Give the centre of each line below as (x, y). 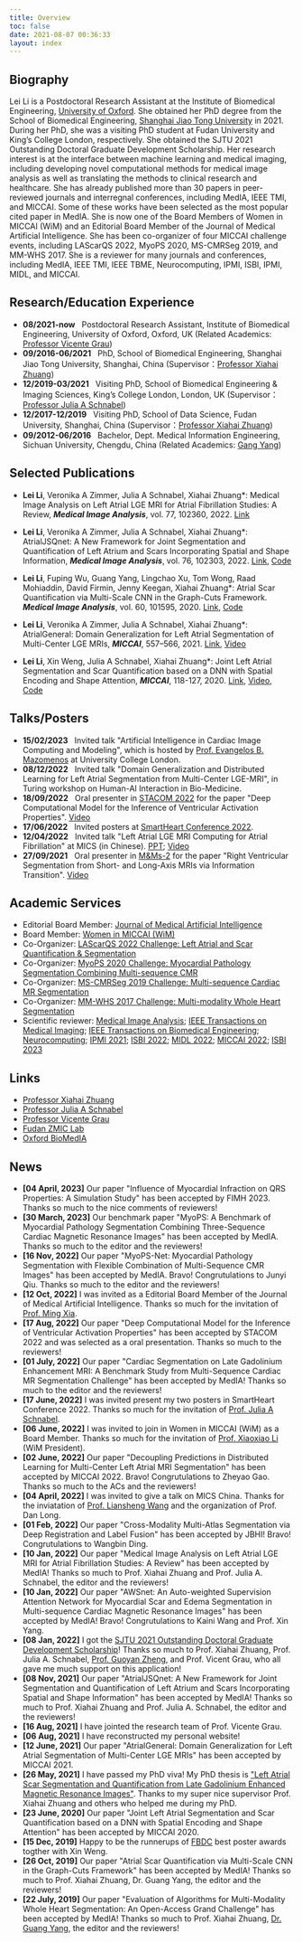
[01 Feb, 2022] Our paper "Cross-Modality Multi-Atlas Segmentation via (156, 1524)
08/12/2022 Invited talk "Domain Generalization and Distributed (143, 768)
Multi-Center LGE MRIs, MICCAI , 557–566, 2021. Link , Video (134, 644)
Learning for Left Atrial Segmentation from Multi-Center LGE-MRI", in (150, 778)
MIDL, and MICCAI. (45, 274)
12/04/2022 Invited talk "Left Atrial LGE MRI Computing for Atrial (145, 836)
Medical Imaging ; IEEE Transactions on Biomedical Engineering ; (141, 1031)
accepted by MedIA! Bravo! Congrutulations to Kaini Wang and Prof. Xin (155, 1620)
